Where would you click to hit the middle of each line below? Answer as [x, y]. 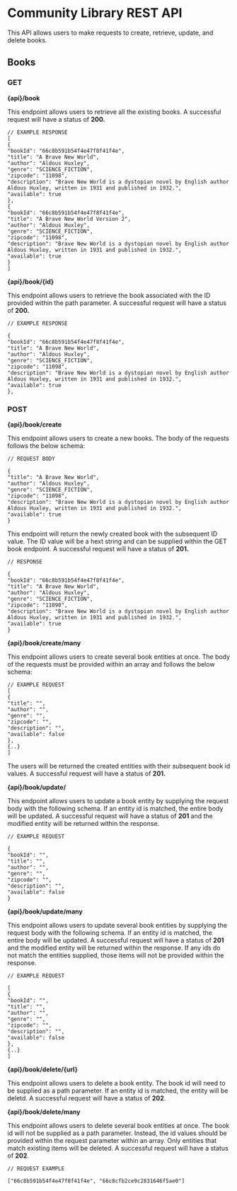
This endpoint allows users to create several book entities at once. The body [119, 657]
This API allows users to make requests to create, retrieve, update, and [110, 33]
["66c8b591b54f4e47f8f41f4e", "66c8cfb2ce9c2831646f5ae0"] [96, 1181]
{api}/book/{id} [31, 282]
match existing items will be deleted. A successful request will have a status [118, 1148]
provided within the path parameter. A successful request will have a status [117, 303]
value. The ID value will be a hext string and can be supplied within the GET [117, 541]
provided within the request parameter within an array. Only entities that [112, 1140]
